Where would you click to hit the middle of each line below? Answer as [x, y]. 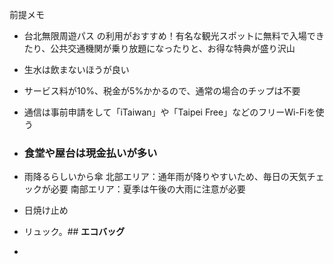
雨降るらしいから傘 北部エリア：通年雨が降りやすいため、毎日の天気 [165, 177]
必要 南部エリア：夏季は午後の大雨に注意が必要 [148, 189]
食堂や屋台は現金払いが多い [90, 153]
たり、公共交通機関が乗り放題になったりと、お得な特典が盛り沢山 [159, 48]
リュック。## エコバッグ [74, 232]
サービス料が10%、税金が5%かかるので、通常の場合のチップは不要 [162, 91]
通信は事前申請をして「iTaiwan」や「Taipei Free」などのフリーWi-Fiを [169, 112]
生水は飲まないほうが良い [76, 69]
